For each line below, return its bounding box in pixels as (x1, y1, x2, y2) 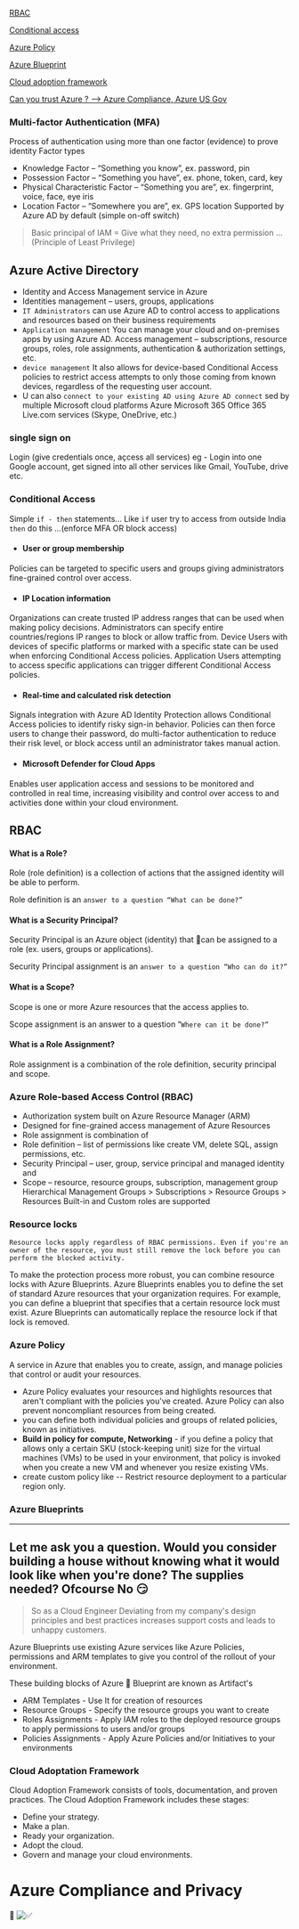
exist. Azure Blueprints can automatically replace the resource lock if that (9, 1307, 278, 1318)
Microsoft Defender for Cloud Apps (21, 758, 156, 769)
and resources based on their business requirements (21, 315, 216, 326)
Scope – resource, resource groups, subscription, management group (21, 1177, 279, 1188)
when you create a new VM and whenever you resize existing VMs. (21, 1461, 269, 1472)
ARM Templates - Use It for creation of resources (21, 1695, 203, 1705)
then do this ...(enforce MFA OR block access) (9, 523, 178, 533)
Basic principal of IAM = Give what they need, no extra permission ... (30, 227, 283, 239)
